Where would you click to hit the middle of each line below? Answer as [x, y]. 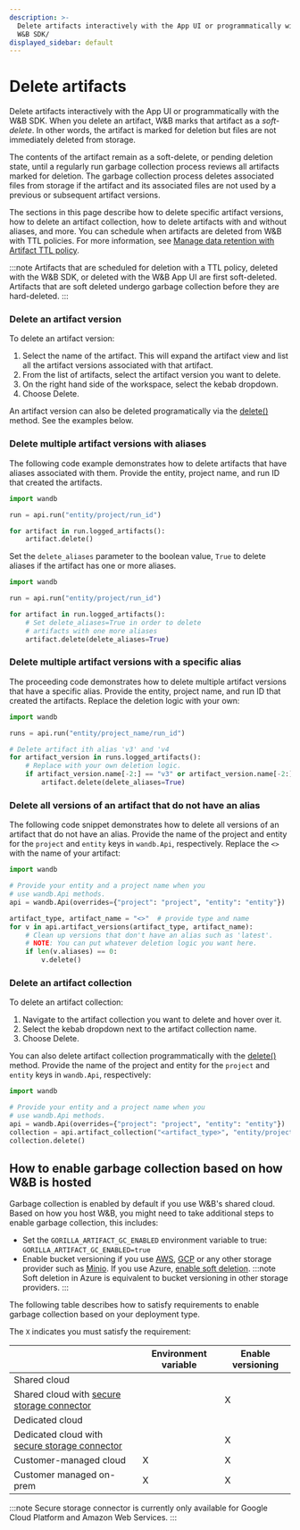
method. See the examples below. [71, 421]
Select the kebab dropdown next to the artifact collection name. [139, 1029]
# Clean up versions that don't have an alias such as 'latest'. [150, 935]
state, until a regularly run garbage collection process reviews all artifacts [144, 167]
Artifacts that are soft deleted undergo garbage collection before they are [144, 287]
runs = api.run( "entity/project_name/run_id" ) [97, 733]
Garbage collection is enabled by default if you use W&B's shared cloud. [142, 1204]
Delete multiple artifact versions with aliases [108, 444]
